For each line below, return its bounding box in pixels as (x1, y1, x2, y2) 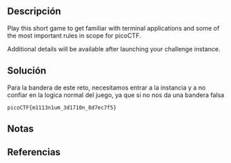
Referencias (7, 146, 61, 158)
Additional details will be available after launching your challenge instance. (7, 44, 221, 53)
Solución (7, 65, 47, 77)
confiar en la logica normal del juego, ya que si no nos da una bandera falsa (7, 90, 225, 99)
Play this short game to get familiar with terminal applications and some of (7, 24, 220, 32)
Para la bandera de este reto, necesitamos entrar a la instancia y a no (7, 83, 206, 92)
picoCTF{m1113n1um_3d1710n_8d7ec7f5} (7, 104, 117, 111)
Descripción (7, 6, 61, 17)
